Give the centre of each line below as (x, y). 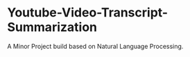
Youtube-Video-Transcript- (88, 13)
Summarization (52, 27)
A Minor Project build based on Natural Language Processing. (95, 46)
